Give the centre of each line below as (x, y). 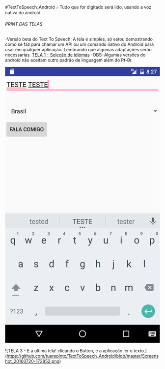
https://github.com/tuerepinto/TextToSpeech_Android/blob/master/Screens (82, 356)
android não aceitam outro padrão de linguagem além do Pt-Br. (69, 60)
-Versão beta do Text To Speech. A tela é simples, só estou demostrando (79, 39)
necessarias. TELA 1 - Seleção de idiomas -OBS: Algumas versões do (75, 55)
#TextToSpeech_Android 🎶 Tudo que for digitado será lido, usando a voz (78, 7)
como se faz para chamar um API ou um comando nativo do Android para (80, 44)
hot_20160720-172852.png (32, 361)
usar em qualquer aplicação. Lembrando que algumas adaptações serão (79, 50)
